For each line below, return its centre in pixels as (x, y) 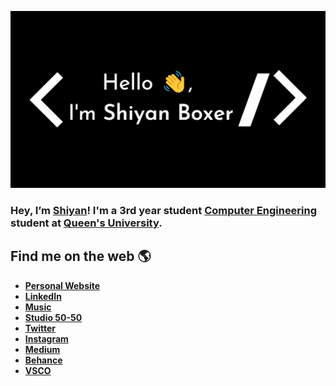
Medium (42, 349)
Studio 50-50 (53, 317)
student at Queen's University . (86, 223)
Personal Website (62, 285)
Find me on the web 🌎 (81, 256)
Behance (43, 360)
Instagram (46, 338)
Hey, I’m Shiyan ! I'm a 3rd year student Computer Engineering (164, 210)
